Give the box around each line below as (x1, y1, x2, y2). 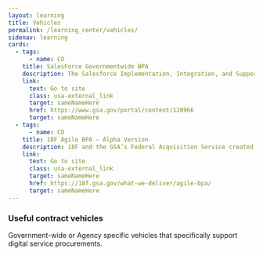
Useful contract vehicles (8, 213, 103, 224)
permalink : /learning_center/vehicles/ (8, 26, 139, 34)
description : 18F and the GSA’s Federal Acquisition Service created (22, 143, 254, 151)
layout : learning (8, 11, 65, 20)
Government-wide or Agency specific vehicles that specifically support (8, 230, 238, 240)
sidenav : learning (8, 33, 68, 42)
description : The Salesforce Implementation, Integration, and (22, 70, 233, 78)
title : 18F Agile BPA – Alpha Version (22, 135, 149, 144)
